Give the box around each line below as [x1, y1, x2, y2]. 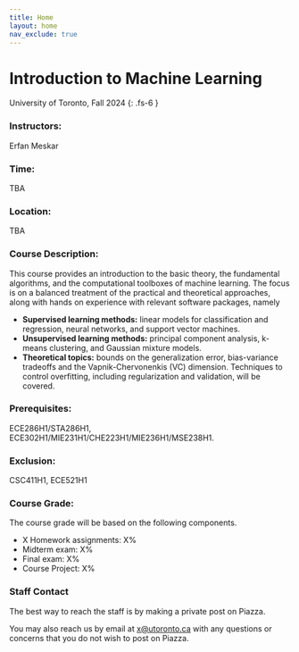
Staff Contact [9, 586, 70, 598]
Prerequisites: [9, 403, 72, 415]
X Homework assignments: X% [21, 535, 137, 546]
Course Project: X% [21, 564, 96, 574]
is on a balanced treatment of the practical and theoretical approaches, [9, 287, 270, 297]
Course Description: [9, 247, 99, 260]
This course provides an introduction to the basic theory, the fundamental [9, 268, 280, 279]
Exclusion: [9, 455, 56, 467]
